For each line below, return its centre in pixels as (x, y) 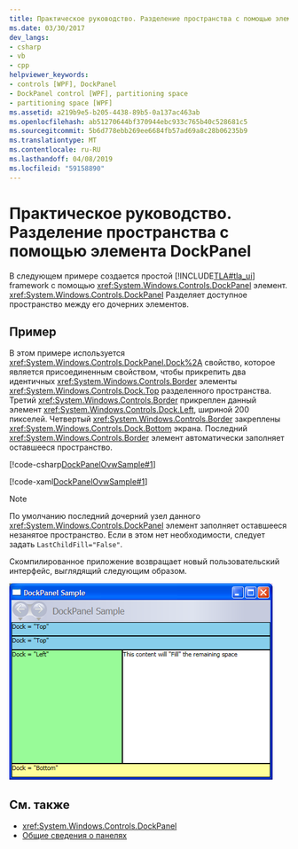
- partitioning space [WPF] (61, 103)
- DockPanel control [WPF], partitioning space (99, 93)
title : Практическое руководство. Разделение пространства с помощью (141, 19)
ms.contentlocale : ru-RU (55, 150)
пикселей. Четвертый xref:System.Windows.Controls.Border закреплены (145, 419)
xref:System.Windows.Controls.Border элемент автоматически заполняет (147, 438)
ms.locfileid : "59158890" (57, 169)
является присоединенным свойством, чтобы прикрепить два (128, 372)
